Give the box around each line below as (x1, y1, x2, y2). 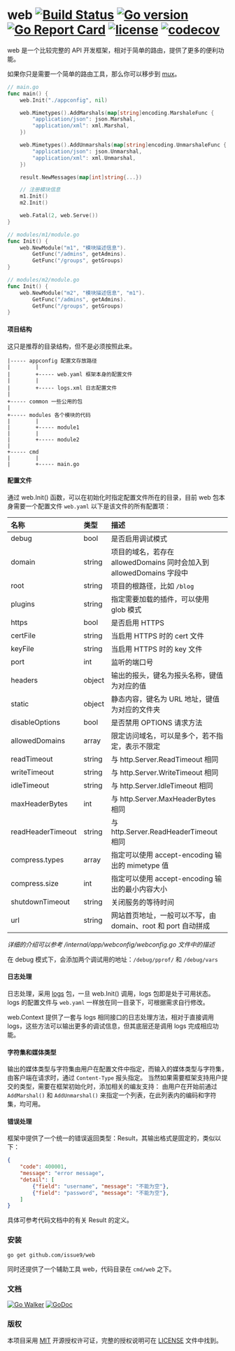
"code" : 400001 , (20, 1163, 68, 1170)
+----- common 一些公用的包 (7, 398, 83, 405)
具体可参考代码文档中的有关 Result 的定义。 (7, 1216, 133, 1224)
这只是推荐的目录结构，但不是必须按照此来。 (7, 342, 136, 350)
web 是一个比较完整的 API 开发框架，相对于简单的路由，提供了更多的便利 (7, 46, 219, 54)
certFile (10, 631, 36, 640)
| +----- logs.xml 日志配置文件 (7, 384, 117, 392)
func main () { (7, 90, 49, 97)
